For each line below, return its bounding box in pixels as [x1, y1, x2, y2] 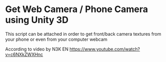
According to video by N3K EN [5, 46, 69, 52]
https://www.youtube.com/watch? [69, 46, 140, 52]
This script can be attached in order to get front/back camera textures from [5, 31, 161, 37]
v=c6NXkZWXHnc [5, 51, 43, 57]
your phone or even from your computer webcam [5, 36, 108, 42]
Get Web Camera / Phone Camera [5, 4, 148, 15]
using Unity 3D [5, 14, 69, 26]
